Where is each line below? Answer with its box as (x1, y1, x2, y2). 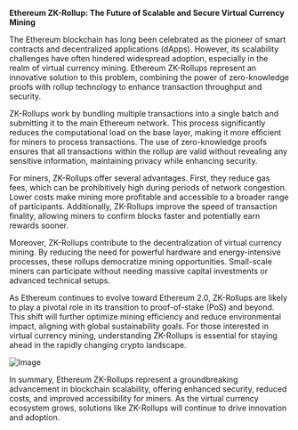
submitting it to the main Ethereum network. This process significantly (9, 118, 266, 128)
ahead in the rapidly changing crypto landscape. (9, 340, 187, 350)
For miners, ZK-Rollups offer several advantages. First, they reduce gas (9, 173, 270, 183)
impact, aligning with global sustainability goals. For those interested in (9, 320, 270, 331)
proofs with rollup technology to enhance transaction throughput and (9, 82, 262, 92)
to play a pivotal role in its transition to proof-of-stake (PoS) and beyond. (9, 302, 275, 312)
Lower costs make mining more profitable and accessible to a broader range (9, 191, 289, 202)
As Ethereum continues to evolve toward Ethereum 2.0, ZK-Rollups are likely (9, 293, 287, 303)
